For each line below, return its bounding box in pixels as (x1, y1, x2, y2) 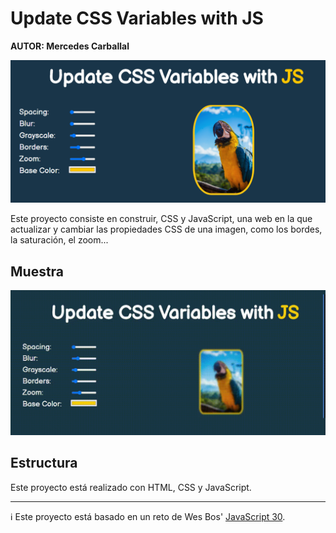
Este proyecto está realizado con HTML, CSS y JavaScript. (10, 481, 252, 493)
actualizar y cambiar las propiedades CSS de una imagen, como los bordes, (10, 223, 323, 236)
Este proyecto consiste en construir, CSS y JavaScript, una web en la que (10, 213, 313, 225)
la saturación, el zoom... (10, 234, 109, 246)
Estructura (10, 455, 78, 472)
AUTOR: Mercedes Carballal (10, 40, 130, 52)
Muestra (10, 263, 65, 280)
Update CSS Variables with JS (10, 7, 264, 30)
